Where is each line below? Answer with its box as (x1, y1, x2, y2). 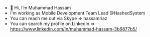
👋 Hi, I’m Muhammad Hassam (10, 5, 71, 10)
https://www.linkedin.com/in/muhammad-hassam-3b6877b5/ (10, 26, 137, 32)
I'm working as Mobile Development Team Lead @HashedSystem (10, 10, 145, 16)
